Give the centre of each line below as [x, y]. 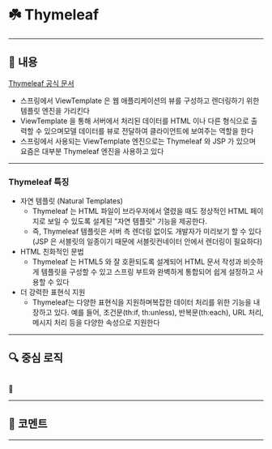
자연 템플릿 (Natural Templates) [72, 201]
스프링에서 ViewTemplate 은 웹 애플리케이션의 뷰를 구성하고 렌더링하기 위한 [140, 100]
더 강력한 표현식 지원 [53, 293]
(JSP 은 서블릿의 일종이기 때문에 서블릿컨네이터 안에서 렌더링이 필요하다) [147, 242]
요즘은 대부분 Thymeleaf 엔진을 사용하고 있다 [92, 151]
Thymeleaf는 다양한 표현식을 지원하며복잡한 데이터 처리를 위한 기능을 [142, 302]
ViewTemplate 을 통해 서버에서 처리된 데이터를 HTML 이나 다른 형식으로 [134, 121]
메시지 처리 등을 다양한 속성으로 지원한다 [96, 323]
